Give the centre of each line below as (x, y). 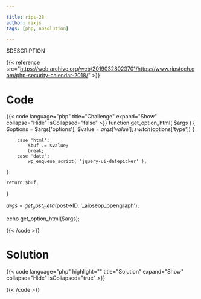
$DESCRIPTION (26, 51)
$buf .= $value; (48, 146)
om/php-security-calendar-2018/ (47, 76)
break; (36, 151)
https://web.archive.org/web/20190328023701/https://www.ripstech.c (107, 69)
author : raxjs (24, 23)
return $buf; (23, 183)
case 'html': (33, 140)
